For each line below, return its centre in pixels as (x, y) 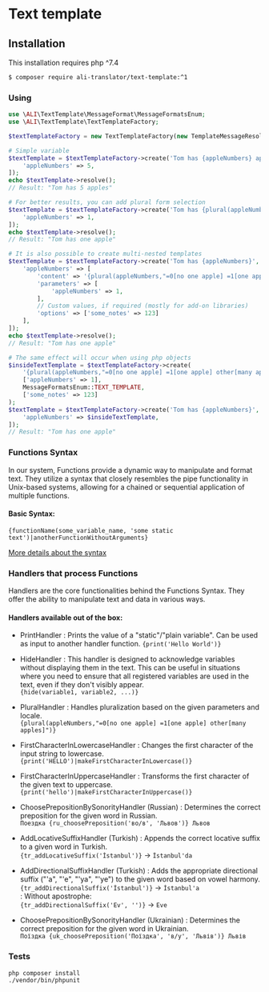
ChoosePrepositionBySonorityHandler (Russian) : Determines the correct (140, 807)
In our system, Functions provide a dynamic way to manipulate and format (130, 470)
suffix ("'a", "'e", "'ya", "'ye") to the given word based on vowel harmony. (140, 879)
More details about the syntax (57, 552)
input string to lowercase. (62, 754)
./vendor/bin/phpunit (44, 981)
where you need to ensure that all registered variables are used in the (134, 676)
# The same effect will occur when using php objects (100, 358)
